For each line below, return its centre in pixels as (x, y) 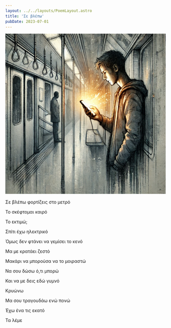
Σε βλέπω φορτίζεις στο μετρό (38, 202)
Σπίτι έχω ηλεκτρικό (27, 232)
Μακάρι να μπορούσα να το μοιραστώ (46, 261)
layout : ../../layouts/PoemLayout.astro (49, 11)
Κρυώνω (15, 291)
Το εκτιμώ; (17, 222)
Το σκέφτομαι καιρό (26, 212)
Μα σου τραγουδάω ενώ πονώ (38, 301)
